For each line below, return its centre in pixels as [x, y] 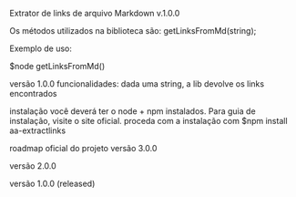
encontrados [33, 93]
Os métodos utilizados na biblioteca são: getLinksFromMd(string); [133, 31]
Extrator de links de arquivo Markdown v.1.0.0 [95, 13]
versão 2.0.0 [33, 166]
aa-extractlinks [38, 130]
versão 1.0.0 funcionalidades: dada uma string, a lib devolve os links [137, 84]
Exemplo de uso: [41, 48]
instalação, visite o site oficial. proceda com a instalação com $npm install [149, 121]
